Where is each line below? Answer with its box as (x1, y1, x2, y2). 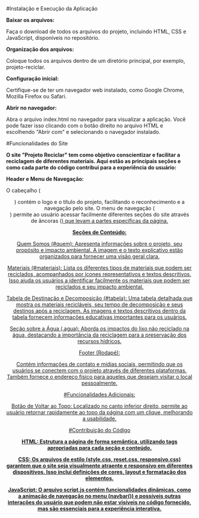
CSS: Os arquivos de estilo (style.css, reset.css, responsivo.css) (18, 456, 181, 463)
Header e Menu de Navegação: (6, 175, 84, 183)
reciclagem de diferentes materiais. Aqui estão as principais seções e (6, 158, 181, 165)
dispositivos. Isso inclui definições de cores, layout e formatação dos (12, 468, 187, 475)
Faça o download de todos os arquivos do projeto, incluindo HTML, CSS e (6, 28, 187, 35)
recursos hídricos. (77, 338, 122, 344)
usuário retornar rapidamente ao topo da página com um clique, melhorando (6, 409, 193, 415)
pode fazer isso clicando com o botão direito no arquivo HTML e (6, 122, 163, 129)
